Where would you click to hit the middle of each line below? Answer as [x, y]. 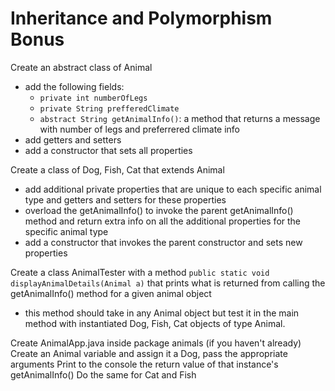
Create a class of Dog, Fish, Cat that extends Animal [117, 169]
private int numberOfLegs [93, 98]
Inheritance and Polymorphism [141, 18]
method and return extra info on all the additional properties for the [163, 221]
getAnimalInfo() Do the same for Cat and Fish [103, 374]
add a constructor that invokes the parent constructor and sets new [163, 242]
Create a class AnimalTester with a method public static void [140, 272]
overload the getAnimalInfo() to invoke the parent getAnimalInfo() [159, 210]
